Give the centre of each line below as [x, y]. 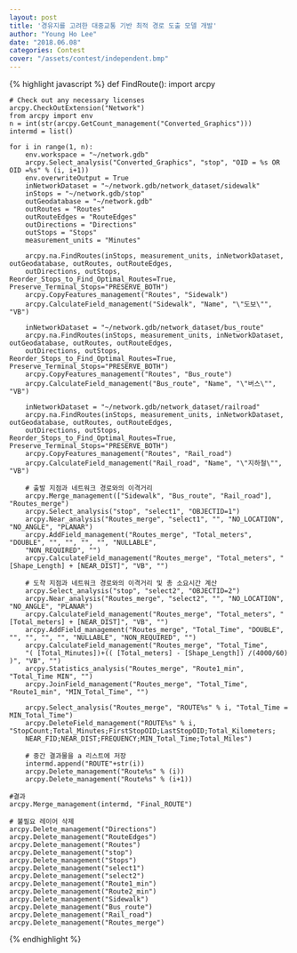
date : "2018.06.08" [45, 42]
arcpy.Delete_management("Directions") [83, 829]
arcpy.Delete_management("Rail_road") [81, 915]
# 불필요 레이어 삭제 [42, 821]
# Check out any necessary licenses [77, 100]
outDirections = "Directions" [81, 225]
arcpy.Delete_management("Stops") [73, 861]
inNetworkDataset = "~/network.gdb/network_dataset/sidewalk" [143, 186]
